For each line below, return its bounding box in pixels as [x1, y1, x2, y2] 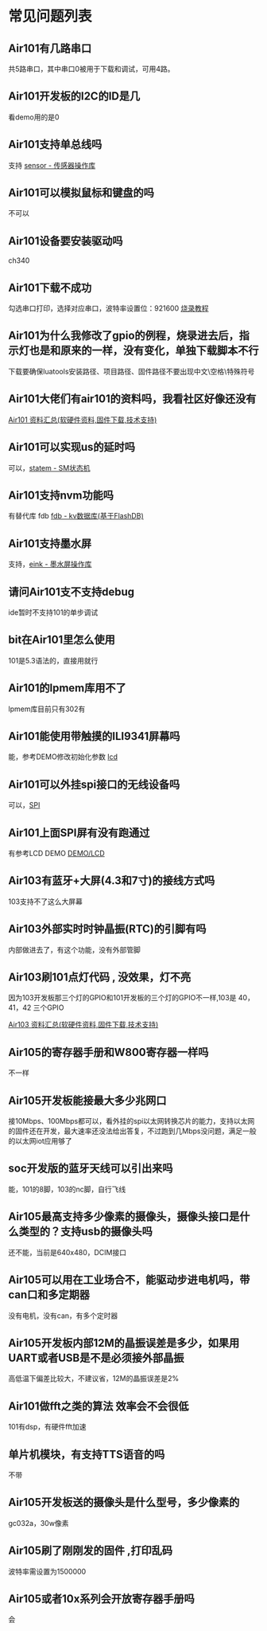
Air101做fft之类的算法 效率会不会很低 [8, 1399, 189, 1413]
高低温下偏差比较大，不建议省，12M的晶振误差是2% [8, 1374, 180, 1383]
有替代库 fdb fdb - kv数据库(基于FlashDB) [8, 511, 145, 521]
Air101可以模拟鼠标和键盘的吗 [8, 186, 155, 200]
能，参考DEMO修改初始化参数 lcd [8, 752, 118, 761]
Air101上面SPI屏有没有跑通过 [8, 826, 150, 839]
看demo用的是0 [8, 112, 60, 122]
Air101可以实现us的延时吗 [8, 440, 136, 454]
